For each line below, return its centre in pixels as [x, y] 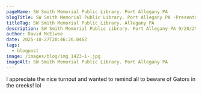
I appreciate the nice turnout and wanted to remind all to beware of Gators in [101, 79]
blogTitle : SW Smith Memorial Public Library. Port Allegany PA [88, 17]
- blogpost [25, 51]
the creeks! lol [24, 85]
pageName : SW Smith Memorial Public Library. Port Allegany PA [87, 12]
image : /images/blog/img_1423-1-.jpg [54, 56]
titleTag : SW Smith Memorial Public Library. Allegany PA [80, 23]
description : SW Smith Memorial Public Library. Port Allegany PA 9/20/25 [102, 28]
